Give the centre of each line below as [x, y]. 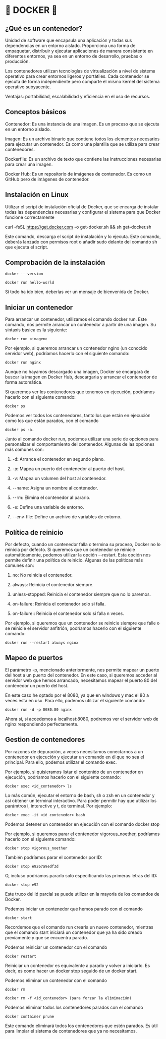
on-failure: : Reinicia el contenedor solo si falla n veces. [68, 613]
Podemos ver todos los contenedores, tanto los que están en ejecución [78, 416]
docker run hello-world [30, 283]
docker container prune [30, 1016]
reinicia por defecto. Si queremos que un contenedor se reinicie [70, 550]
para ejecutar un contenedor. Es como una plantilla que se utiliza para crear [82, 144]
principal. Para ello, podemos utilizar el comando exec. [61, 762]
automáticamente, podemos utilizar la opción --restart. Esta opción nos [78, 555]
